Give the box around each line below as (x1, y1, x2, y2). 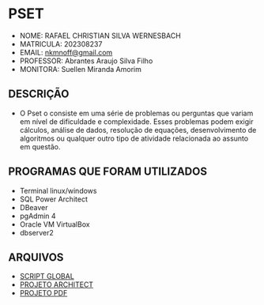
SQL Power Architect (19, 194, 89, 204)
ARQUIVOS (8, 250, 64, 264)
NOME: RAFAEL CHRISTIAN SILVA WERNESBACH (19, 31, 182, 40)
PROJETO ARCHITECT (19, 280, 93, 289)
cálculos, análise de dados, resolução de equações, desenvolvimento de (19, 125, 257, 134)
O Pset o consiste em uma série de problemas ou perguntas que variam (19, 108, 254, 118)
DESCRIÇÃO (8, 88, 70, 101)
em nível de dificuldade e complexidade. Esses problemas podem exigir (19, 116, 254, 126)
